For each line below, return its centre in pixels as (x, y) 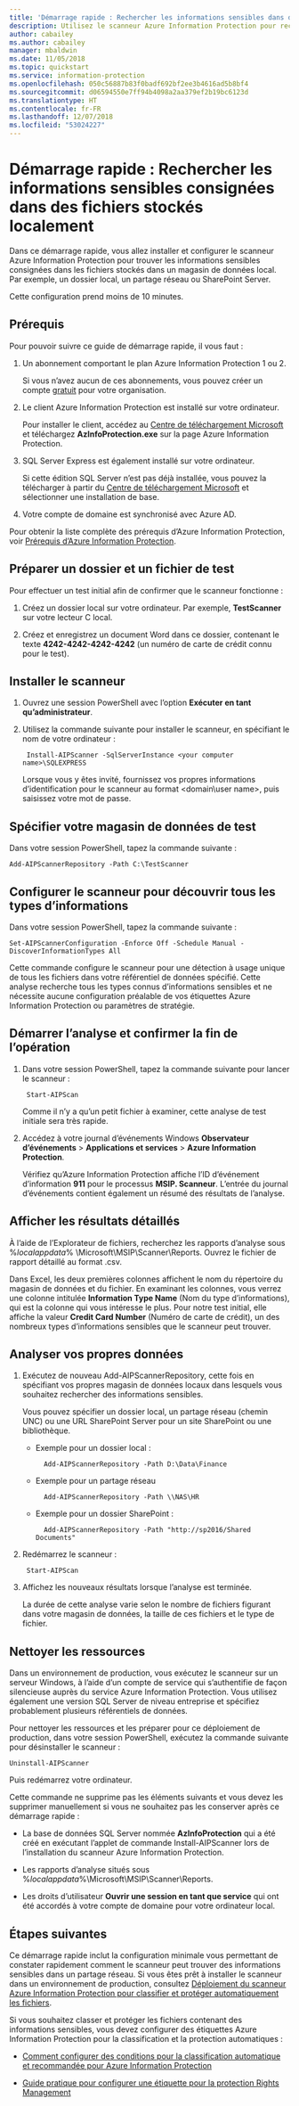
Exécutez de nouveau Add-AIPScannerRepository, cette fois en (138, 1376)
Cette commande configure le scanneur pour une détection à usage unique (147, 967)
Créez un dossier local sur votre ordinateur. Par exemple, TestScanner (152, 608)
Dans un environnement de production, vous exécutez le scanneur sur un (144, 1673)
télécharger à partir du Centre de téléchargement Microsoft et (135, 488)
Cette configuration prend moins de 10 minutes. (97, 296)
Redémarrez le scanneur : (69, 1554)
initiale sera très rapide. (65, 1120)
